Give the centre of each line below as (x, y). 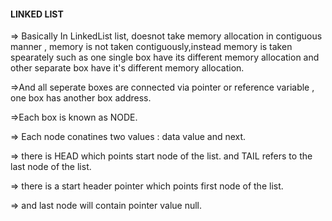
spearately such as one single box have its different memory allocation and (165, 57)
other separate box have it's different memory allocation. (127, 68)
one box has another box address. (81, 98)
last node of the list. (51, 167)
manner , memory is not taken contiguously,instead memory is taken (151, 47)
